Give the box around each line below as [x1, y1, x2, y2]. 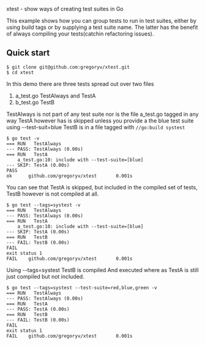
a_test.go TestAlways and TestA [15, 92, 96, 99]
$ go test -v [6, 135, 40, 142]
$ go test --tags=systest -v [6, 202, 81, 208]
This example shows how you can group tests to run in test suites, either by [6, 17, 197, 24]
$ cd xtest [6, 69, 34, 75]
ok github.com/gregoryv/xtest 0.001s [6, 173, 133, 179]
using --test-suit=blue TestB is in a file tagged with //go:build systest [6, 123, 185, 131]
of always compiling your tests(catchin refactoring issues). [6, 30, 154, 37]
